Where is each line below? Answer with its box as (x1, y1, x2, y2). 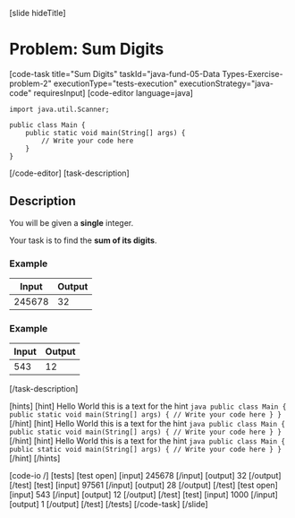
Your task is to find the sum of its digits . (9, 235, 157, 246)
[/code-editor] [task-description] (9, 168, 130, 178)
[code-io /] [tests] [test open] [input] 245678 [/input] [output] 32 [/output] (9, 471, 282, 481)
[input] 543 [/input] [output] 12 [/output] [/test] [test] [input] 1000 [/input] (9, 489, 279, 500)
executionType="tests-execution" (53, 78, 178, 89)
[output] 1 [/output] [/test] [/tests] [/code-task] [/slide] (9, 499, 208, 510)
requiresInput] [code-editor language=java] (33, 87, 194, 98)
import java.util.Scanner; (9, 105, 110, 114)
